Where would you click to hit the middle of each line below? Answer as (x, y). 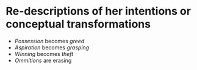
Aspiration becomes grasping (52, 47)
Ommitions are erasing (43, 60)
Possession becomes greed (49, 41)
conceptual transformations (78, 24)
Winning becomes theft (44, 54)
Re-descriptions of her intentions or (99, 11)
